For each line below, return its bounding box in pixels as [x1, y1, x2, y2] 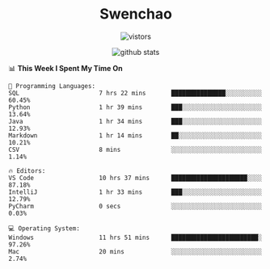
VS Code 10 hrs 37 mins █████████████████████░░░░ [8, 174, 263, 182]
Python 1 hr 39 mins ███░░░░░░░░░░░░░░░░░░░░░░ [8, 103, 263, 111]
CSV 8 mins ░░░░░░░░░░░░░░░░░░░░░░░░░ [8, 145, 263, 153]
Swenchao [99, 5, 172, 23]
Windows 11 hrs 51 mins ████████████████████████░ [8, 233, 263, 242]
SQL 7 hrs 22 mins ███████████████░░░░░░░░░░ [8, 89, 263, 97]
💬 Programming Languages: [8, 82, 95, 90]
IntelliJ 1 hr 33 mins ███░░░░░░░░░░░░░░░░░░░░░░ [8, 187, 263, 196]
